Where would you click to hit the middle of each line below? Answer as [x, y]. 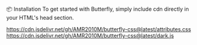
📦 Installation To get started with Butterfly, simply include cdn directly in [98, 9]
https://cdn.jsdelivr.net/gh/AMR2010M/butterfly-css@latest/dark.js [90, 36]
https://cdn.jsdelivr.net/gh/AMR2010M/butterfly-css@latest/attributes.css [99, 29]
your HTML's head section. [40, 18]
